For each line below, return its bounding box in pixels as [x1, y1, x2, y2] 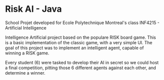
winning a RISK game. [5, 50, 50, 56]
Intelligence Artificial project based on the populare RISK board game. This [5, 34, 156, 40]
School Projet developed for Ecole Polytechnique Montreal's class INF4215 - [5, 20, 160, 26]
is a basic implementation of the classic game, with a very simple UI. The [5, 39, 153, 45]
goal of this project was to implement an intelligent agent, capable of [5, 45, 144, 51]
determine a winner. [5, 70, 46, 76]
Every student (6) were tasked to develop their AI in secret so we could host [5, 59, 159, 65]
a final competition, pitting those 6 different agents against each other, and [5, 65, 156, 71]
